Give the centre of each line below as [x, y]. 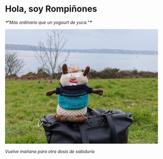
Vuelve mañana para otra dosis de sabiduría [50, 151]
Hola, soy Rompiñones [51, 9]
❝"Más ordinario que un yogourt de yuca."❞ [48, 22]
